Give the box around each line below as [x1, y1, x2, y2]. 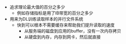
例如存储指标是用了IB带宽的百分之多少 [16, 10, 94, 16]
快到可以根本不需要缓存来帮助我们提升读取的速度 [16, 22, 115, 28]
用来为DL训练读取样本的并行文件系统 [9, 16, 83, 22]
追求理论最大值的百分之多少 [9, 4, 65, 10]
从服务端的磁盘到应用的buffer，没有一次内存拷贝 [24, 28, 122, 33]
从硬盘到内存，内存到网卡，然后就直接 [24, 34, 101, 40]
